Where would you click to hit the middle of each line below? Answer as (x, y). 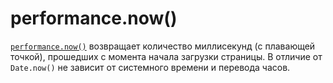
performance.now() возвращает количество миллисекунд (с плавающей (163, 46)
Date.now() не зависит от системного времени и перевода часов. (150, 67)
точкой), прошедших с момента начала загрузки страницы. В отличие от (166, 56)
